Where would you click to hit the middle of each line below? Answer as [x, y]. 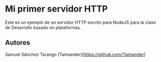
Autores [18, 43]
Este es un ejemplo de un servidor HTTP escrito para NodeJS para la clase [80, 22]
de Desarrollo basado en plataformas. [43, 27]
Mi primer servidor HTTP [57, 9]
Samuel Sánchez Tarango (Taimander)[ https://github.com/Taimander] [75, 54]
